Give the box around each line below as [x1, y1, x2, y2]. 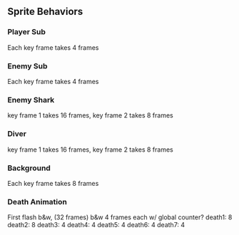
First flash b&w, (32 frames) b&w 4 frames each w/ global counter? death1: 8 [7, 213, 233, 221]
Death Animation [7, 197, 68, 207]
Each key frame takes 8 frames [7, 179, 99, 187]
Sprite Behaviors [7, 6, 83, 18]
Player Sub [7, 27, 46, 37]
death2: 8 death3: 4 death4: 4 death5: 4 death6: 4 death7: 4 [7, 221, 185, 229]
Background [7, 163, 51, 173]
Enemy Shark [7, 95, 55, 105]
